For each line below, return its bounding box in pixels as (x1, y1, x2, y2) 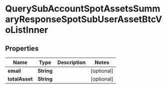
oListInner (5, 24, 48, 35)
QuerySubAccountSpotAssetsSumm (5, 3, 161, 14)
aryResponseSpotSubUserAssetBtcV (5, 13, 163, 25)
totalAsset (7, 75, 33, 82)
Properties (5, 44, 39, 52)
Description (57, 59, 86, 65)
